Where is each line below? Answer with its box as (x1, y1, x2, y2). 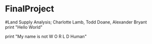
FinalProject (5, 3, 55, 14)
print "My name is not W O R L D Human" (5, 33, 87, 39)
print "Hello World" (5, 24, 42, 30)
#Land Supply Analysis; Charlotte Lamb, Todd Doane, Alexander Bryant (5, 19, 147, 25)
